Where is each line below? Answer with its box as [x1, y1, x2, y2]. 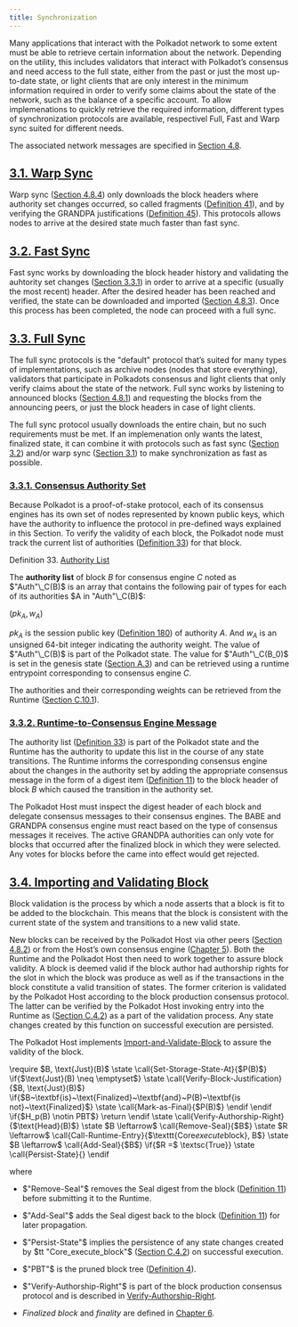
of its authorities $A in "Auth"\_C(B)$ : [9, 591, 146, 602]
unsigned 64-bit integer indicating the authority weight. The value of [9, 639, 261, 650]
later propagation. [21, 1220, 88, 1231]
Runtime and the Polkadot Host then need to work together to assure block [9, 954, 284, 964]
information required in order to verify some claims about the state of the [9, 85, 277, 95]
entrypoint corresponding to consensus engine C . [9, 668, 192, 678]
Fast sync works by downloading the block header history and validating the [9, 267, 289, 278]
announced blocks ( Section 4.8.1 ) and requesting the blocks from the [9, 393, 262, 404]
